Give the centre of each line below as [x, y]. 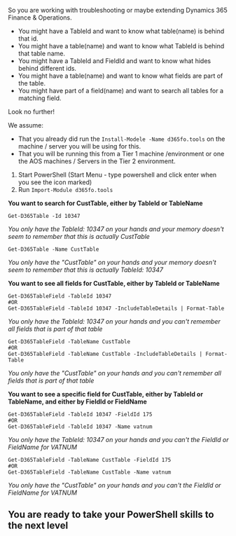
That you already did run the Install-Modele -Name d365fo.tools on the [122, 139]
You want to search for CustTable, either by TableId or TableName [105, 203]
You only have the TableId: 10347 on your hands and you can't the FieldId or [118, 440]
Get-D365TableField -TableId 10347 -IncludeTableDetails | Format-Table [116, 308]
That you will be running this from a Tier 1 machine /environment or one [121, 154]
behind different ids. [47, 68]
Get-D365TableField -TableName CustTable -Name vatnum [90, 472]
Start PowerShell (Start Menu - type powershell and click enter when [117, 175]
